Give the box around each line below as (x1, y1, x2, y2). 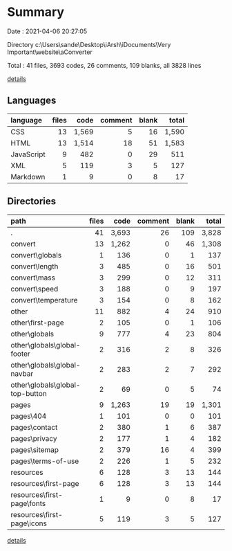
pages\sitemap (10, 444, 59, 454)
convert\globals (10, 250, 62, 260)
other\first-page (10, 318, 64, 327)
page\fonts (10, 498, 46, 508)
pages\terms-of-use (10, 456, 79, 466)
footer (10, 349, 31, 359)
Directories (7, 195, 57, 208)
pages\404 (10, 411, 47, 421)
